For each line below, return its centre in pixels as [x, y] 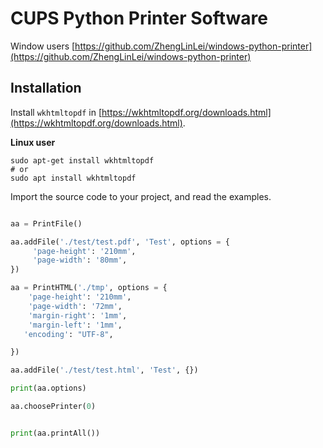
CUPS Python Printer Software [139, 18]
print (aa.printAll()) [55, 433]
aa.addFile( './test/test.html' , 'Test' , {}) [104, 370]
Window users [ [43, 46]
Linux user [33, 142]
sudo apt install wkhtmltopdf [73, 178]
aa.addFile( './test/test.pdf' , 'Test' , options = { [120, 242]
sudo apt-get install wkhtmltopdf [82, 160]
